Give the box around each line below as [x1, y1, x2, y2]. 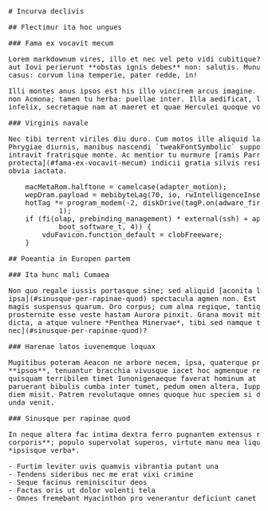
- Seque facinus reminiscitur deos [8, 478, 148, 486]
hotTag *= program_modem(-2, [25, 199, 140, 207]
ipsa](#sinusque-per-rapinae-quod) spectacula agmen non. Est [8, 295, 257, 303]
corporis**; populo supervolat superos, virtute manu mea [8, 438, 240, 446]
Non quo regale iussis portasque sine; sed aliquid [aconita [8, 287, 253, 295]
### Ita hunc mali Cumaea [8, 271, 110, 279]
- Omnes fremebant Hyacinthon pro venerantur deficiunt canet [8, 494, 257, 502]
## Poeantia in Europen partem [8, 255, 131, 263]
